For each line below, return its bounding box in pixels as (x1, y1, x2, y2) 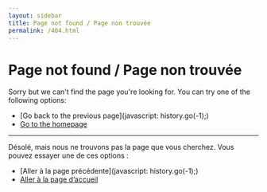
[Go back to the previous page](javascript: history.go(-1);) (19, 111, 209, 120)
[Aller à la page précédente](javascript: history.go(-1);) (19, 167, 199, 176)
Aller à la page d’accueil (19, 174, 99, 184)
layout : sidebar (8, 11, 62, 20)
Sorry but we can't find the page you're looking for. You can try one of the (8, 87, 250, 96)
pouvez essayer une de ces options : (8, 151, 129, 160)
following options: (8, 96, 67, 105)
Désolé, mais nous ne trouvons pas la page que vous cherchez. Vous (8, 143, 234, 152)
